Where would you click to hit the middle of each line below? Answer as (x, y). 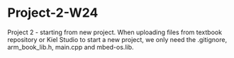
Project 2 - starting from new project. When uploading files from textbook (115, 32)
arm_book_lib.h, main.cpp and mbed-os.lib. (71, 47)
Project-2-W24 (53, 13)
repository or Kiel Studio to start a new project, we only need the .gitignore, (117, 39)
